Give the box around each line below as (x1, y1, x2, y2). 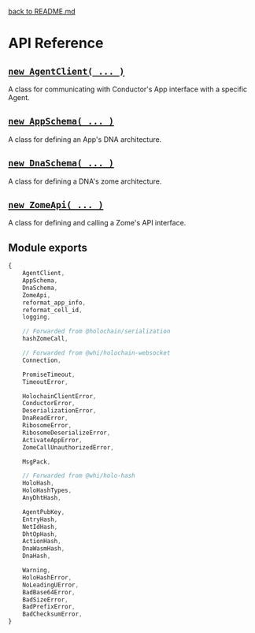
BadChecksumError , (22, 610, 83, 618)
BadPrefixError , (22, 603, 76, 611)
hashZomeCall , (22, 335, 68, 343)
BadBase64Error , (22, 588, 76, 596)
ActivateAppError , (22, 436, 83, 444)
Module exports (8, 240, 88, 255)
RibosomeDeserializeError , (22, 429, 111, 437)
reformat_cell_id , (22, 306, 83, 314)
